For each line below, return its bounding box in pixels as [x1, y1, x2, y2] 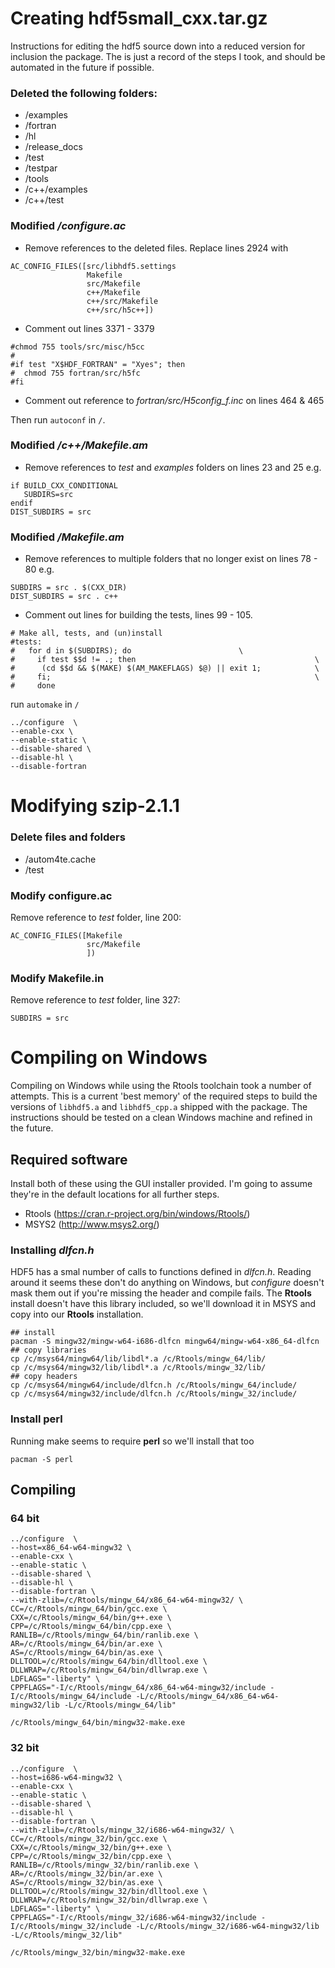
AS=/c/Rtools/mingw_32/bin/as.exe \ [10, 1877, 163, 1887]
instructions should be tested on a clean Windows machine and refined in [10, 1112, 313, 1124]
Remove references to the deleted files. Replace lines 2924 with [24, 242, 289, 254]
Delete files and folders [10, 830, 126, 844]
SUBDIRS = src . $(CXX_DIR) [10, 583, 128, 593]
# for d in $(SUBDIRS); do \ [10, 646, 244, 656]
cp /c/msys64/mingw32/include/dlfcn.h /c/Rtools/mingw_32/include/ [10, 1389, 298, 1399]
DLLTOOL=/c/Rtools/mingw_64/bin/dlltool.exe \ [10, 1657, 208, 1667]
